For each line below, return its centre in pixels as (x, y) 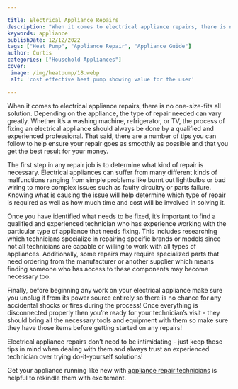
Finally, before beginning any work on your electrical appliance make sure (115, 290)
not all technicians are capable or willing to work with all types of (102, 246)
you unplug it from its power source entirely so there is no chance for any (114, 298)
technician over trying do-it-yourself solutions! (75, 356)
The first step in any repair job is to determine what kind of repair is (106, 164)
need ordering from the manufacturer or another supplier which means (111, 261)
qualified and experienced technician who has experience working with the (117, 223)
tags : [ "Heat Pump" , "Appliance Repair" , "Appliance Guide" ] (100, 47)
